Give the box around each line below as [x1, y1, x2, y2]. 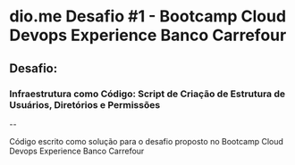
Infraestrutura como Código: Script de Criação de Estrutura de [9, 87, 286, 100]
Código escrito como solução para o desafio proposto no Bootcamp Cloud [9, 136, 284, 146]
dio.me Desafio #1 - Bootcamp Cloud [9, 6, 287, 27]
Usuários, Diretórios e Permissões [9, 98, 161, 111]
